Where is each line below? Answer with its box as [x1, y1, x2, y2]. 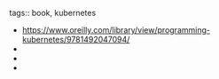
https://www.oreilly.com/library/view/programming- [21, 25, 211, 35]
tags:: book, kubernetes [9, 8, 97, 18]
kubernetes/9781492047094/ [21, 35, 130, 44]
